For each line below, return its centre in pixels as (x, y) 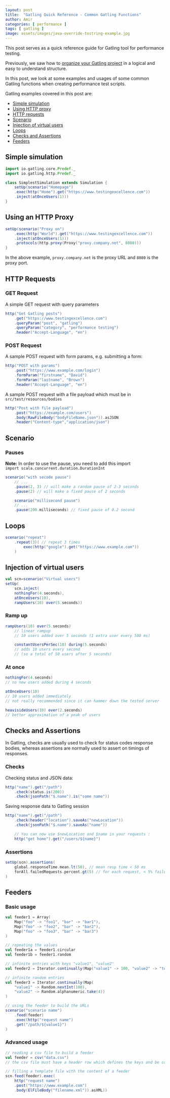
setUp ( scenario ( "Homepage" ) (44, 187)
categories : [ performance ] (36, 24)
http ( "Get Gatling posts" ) (34, 313)
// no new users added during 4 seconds (49, 683)
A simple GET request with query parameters (52, 304)
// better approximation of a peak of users (53, 715)
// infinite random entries (35, 978)
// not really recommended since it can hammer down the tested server (82, 701)
